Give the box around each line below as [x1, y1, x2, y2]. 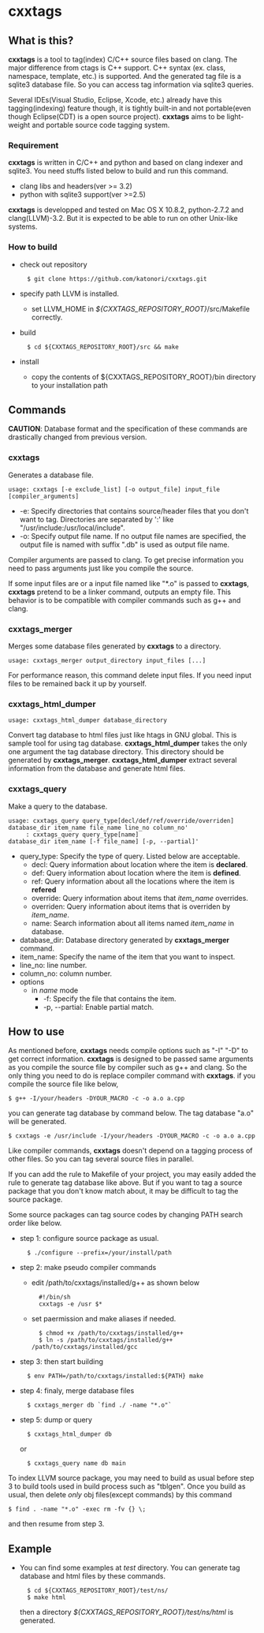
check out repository [19, 260, 88, 269]
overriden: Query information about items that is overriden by [31, 902, 231, 911]
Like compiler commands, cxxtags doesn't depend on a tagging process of [8, 1146, 253, 1156]
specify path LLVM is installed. [19, 289, 120, 298]
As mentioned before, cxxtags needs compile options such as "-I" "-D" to [8, 1046, 248, 1056]
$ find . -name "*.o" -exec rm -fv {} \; [8, 1505, 147, 1513]
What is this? [8, 34, 74, 47]
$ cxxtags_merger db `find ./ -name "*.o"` [27, 1401, 172, 1410]
